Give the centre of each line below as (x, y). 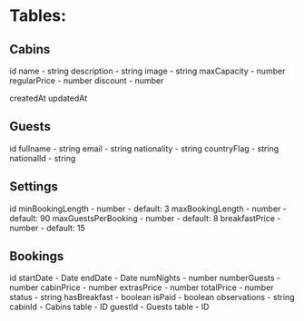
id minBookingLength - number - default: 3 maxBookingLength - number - (148, 209)
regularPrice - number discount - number (87, 81)
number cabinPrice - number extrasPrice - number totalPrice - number (142, 287)
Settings (34, 187)
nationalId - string (43, 158)
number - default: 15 (48, 228)
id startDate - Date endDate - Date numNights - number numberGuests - (145, 278)
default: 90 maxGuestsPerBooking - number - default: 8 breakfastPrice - (145, 218)
